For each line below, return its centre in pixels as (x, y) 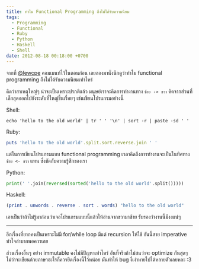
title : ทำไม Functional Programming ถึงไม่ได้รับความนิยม (68, 12)
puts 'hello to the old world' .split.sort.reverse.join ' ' (82, 143)
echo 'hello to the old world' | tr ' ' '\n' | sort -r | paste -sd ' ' (98, 121)
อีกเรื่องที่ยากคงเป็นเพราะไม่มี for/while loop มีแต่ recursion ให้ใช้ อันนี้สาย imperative (97, 235)
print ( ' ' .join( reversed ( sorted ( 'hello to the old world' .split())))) (95, 183)
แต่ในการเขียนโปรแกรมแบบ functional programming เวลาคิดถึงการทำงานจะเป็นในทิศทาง (98, 154)
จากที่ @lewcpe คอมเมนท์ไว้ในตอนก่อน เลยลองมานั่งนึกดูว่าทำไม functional (84, 72)
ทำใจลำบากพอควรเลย (27, 241)
